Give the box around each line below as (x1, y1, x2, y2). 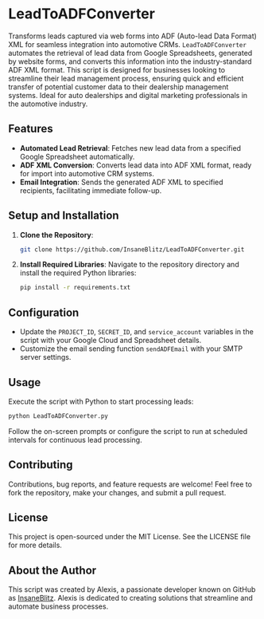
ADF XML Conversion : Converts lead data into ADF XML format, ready (19, 160, 252, 170)
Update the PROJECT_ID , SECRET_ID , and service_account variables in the (19, 327, 254, 337)
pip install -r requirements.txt (19, 284, 131, 292)
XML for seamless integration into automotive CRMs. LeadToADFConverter (8, 39, 247, 49)
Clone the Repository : (19, 230, 94, 239)
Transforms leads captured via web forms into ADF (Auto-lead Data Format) (8, 31, 257, 41)
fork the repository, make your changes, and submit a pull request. (8, 487, 227, 497)
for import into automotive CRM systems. (19, 168, 155, 178)
